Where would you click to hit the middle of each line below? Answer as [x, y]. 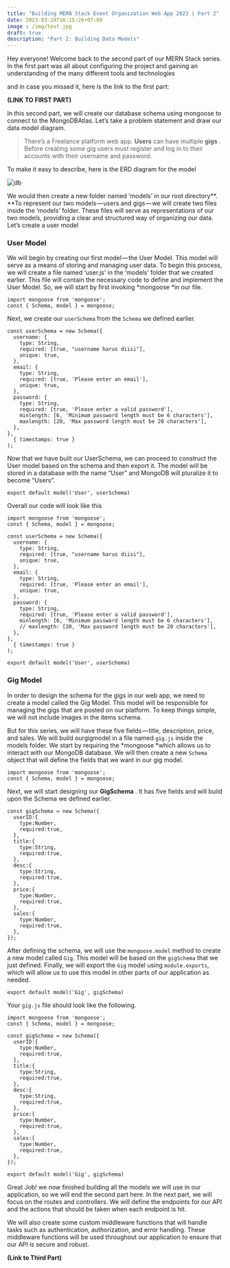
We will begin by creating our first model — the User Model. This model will [113, 258]
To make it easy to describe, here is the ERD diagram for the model [102, 169]
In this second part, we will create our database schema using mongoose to [114, 114]
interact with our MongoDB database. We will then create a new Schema [107, 752]
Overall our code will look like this [55, 506]
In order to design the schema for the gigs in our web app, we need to [106, 695]
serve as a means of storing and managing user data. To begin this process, [115, 265]
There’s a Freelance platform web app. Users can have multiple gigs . [122, 141]
